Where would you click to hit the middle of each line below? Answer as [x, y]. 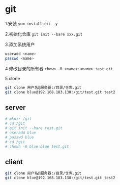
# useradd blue [21, 133]
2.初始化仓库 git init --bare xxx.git [44, 34]
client [14, 162]
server [15, 107]
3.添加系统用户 [20, 44]
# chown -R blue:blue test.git [37, 146]
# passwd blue [20, 137]
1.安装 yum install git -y [31, 23]
